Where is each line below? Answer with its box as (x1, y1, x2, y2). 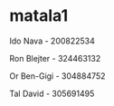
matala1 (9, 5, 69, 26)
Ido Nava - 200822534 (9, 35, 95, 46)
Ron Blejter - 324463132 (9, 53, 101, 63)
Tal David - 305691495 (9, 88, 95, 99)
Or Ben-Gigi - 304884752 (9, 70, 106, 82)
